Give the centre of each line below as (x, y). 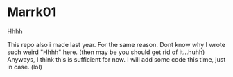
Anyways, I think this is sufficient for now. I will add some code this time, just (116, 59)
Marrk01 (32, 12)
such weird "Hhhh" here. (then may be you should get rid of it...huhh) (106, 52)
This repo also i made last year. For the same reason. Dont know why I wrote (116, 44)
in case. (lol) (25, 67)
